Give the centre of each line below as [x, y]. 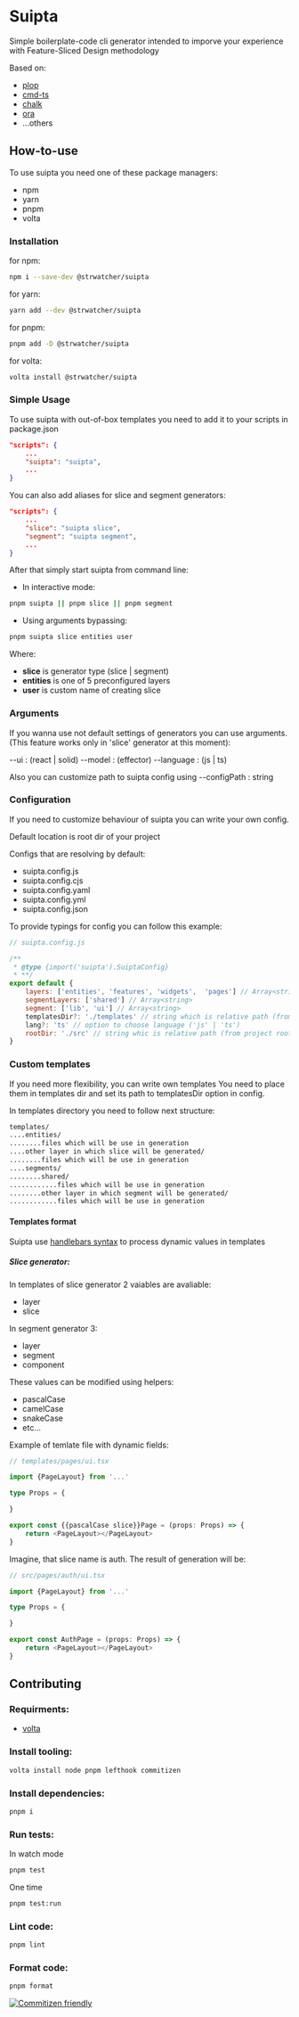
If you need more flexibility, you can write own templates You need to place [147, 1084]
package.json [34, 429]
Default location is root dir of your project [85, 836]
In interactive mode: [59, 587]
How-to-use [44, 151]
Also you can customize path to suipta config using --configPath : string [141, 776]
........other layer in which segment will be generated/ [119, 1193]
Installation [34, 241]
